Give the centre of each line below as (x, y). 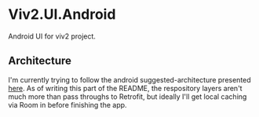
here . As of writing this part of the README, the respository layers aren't (125, 88)
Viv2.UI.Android (62, 15)
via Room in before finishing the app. (67, 104)
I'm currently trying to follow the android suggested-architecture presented (129, 79)
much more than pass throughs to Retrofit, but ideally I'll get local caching (128, 97)
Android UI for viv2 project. (52, 36)
